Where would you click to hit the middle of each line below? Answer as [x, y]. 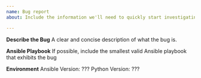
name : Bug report [28, 12]
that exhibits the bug [31, 57]
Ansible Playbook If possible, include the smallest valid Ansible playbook [97, 51]
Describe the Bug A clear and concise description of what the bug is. [92, 39]
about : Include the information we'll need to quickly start [84, 17]
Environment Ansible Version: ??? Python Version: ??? [73, 68]
